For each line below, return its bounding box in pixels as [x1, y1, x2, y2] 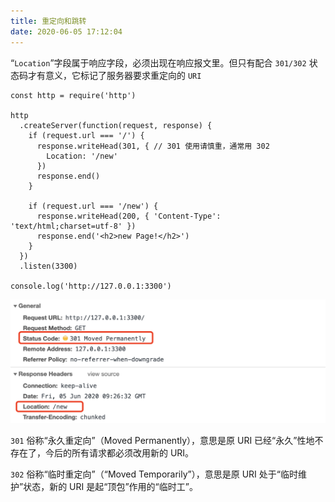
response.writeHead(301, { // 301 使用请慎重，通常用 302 [36, 141, 270, 151]
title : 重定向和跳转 [10, 16, 87, 26]
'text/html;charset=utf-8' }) [10, 221, 137, 231]
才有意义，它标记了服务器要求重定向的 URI [27, 69, 202, 81]
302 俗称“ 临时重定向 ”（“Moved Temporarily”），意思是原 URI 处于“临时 [10, 468, 298, 480]
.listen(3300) [19, 261, 78, 271]
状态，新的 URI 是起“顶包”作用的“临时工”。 [23, 480, 198, 492]
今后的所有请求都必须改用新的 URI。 [44, 446, 195, 459]
